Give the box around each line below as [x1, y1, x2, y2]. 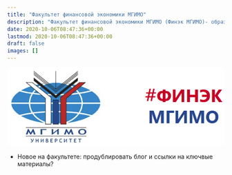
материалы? [17, 160, 54, 168]
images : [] [7, 48, 39, 54]
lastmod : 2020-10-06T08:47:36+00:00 [7, 33, 113, 40]
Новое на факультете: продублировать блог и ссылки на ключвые [17, 152, 213, 161]
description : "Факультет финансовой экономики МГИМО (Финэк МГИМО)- [7, 18, 209, 25]
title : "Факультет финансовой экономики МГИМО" [7, 11, 147, 18]
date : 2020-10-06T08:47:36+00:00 [7, 25, 104, 32]
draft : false [7, 40, 45, 48]
